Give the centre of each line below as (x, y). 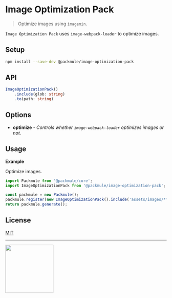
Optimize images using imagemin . (52, 24)
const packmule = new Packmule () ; (42, 195)
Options (18, 115)
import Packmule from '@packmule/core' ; (49, 181)
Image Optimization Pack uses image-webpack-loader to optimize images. (82, 33)
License (18, 220)
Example (15, 161)
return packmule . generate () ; (36, 204)
